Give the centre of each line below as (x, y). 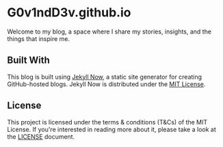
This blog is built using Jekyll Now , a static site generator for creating (105, 77)
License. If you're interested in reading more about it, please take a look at (112, 129)
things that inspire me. (39, 38)
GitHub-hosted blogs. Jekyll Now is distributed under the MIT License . (106, 84)
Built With (28, 61)
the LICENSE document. (41, 136)
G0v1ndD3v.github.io (69, 13)
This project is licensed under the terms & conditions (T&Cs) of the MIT (107, 122)
